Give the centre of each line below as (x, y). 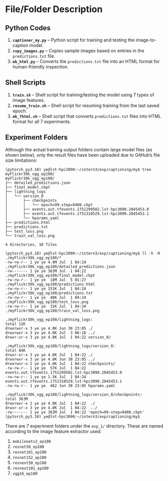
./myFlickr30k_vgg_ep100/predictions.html (50, 284)
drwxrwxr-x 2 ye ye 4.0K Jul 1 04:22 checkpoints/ (60, 364)
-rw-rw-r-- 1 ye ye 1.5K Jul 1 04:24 (46, 377)
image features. (29, 100)
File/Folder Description (54, 9)
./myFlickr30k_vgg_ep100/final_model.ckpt (50, 275)
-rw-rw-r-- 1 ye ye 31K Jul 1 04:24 (46, 306)
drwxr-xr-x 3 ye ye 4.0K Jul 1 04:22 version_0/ (58, 337)
